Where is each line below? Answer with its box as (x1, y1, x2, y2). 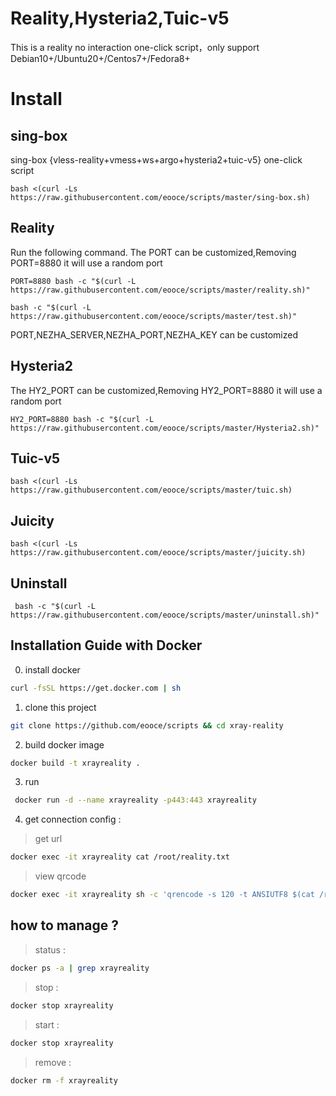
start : (34, 1018, 60, 1031)
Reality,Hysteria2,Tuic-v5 (10, 7, 230, 30)
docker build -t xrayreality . (10, 758, 141, 768)
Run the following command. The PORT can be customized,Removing (10, 246, 297, 258)
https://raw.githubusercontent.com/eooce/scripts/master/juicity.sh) (10, 548, 307, 558)
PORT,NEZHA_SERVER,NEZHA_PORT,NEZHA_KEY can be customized (10, 328, 298, 341)
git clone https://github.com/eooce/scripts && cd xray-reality (10, 720, 284, 731)
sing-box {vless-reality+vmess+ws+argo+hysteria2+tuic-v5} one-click (10, 153, 303, 166)
